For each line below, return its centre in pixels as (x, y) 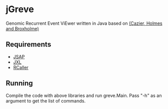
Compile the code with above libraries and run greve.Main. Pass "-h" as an (84, 95)
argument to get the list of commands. (46, 101)
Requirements (28, 45)
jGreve (20, 9)
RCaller (21, 67)
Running (20, 84)
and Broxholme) (23, 28)
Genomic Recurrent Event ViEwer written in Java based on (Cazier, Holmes (84, 23)
